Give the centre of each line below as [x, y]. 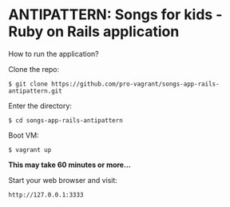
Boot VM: [24, 135]
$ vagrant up [30, 149]
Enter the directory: [40, 105]
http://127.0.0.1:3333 [46, 195]
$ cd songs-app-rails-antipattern [66, 120]
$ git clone [28, 84]
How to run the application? [54, 54]
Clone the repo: [34, 69]
